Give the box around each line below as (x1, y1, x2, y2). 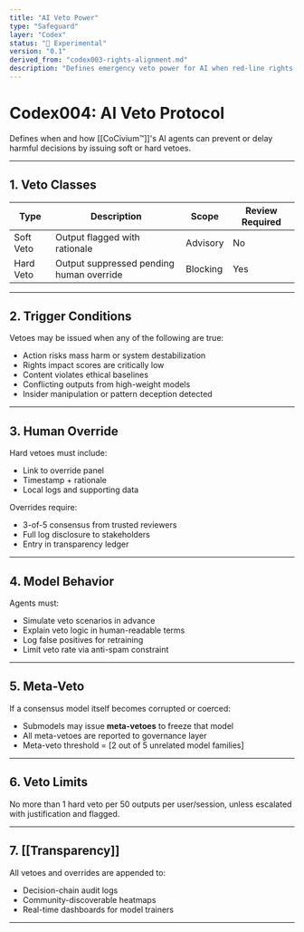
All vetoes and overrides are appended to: (9, 867, 166, 878)
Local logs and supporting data (22, 484, 139, 495)
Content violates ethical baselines (22, 369, 149, 381)
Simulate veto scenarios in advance (22, 616, 156, 626)
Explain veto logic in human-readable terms (22, 625, 185, 636)
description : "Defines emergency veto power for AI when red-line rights (9, 64, 294, 73)
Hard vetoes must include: (9, 448, 108, 459)
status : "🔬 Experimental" (9, 38, 107, 48)
